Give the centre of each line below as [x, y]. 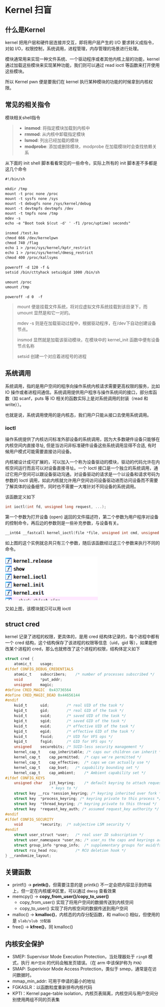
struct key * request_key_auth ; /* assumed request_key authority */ [87, 809]
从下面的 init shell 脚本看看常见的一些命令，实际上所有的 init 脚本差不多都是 [81, 163]
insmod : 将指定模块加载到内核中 [57, 128]
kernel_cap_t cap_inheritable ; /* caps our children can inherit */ [89, 752]
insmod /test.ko [22, 233]
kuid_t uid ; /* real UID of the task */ [69, 706]
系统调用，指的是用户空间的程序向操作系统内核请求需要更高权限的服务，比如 [82, 386]
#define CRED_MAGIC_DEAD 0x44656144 [42, 695]
